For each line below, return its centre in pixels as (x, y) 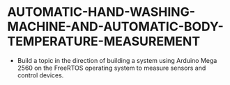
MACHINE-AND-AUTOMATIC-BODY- (116, 27)
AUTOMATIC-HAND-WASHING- (101, 12)
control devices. (40, 75)
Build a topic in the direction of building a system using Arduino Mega (117, 60)
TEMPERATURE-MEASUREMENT (104, 41)
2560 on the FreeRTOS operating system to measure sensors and (112, 68)
